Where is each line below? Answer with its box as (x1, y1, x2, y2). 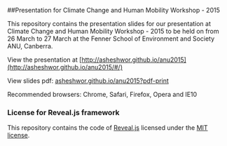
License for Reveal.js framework (7, 107, 121, 117)
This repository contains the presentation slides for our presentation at (7, 20, 212, 27)
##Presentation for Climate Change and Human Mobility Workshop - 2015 (7, 6, 221, 14)
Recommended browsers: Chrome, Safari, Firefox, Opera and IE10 (7, 91, 198, 98)
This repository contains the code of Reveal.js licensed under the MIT (7, 124, 208, 132)
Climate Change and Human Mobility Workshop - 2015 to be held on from (7, 27, 219, 35)
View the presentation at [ (7, 55, 82, 64)
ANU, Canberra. (7, 42, 53, 50)
